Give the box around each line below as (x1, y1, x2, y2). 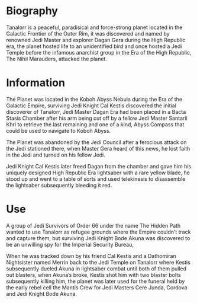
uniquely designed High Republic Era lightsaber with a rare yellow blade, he (6, 169, 190, 176)
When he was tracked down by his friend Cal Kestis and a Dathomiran (6, 252, 176, 259)
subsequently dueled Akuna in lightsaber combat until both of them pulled (6, 265, 187, 272)
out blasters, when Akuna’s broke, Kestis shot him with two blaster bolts (6, 271, 182, 278)
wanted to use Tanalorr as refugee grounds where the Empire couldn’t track (6, 228, 191, 235)
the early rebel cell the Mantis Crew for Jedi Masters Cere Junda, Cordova (6, 283, 188, 291)
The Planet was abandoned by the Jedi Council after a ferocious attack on (6, 138, 187, 146)
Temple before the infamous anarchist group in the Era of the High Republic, (6, 49, 192, 56)
